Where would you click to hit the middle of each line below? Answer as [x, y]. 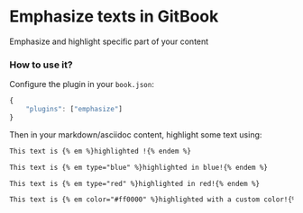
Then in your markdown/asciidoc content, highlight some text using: [136, 134]
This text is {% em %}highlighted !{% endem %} [101, 151]
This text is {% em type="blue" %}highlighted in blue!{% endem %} [139, 167]
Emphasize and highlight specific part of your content [109, 41]
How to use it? [41, 65]
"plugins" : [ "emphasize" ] [74, 110]
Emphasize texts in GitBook [114, 17]
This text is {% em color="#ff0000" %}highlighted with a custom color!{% [153, 200]
